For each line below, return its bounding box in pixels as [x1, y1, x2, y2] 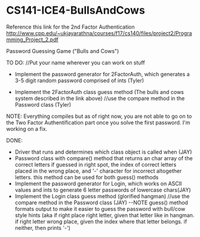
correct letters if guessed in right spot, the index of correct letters [14, 161, 177, 168]
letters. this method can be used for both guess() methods [14, 173, 159, 180]
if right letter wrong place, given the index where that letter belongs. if [14, 218, 187, 225]
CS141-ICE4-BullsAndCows [6, 4, 145, 17]
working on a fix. [6, 125, 48, 132]
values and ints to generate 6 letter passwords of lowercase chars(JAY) [14, 186, 191, 194]
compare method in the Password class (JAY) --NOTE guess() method [14, 199, 188, 206]
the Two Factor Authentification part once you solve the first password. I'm [6, 118, 190, 126]
